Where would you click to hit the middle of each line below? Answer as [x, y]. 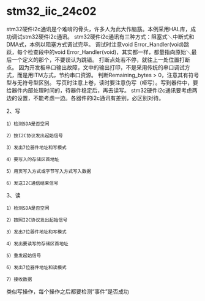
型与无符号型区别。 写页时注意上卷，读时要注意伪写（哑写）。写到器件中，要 [102, 82]
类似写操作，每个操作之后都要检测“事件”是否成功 [68, 291]
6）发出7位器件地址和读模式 [37, 267]
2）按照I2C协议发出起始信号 [37, 220]
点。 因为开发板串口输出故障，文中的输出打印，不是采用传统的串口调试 [95, 67]
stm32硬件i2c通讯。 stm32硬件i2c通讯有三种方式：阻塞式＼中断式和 [108, 36]
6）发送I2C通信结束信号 [32, 183]
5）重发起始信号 [24, 256]
